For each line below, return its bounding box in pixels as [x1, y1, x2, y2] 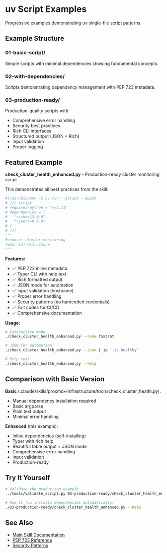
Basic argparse [12, 403, 44, 409]
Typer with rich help [12, 438, 54, 444]
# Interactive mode [5, 329, 46, 335]
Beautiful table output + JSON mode [12, 443, 87, 449]
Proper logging [12, 144, 43, 150]
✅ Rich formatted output [12, 276, 63, 282]
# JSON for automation [5, 343, 52, 348]
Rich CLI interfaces [12, 128, 52, 134]
